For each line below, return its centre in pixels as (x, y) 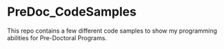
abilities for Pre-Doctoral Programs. (57, 37)
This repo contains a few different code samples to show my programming (112, 31)
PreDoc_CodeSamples (72, 12)
